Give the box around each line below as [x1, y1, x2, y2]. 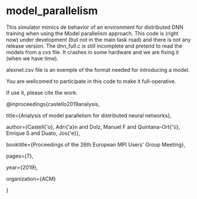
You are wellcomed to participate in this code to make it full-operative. [6, 78, 176, 85]
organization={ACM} [6, 175, 56, 182]
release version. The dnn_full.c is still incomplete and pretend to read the [6, 42, 182, 49]
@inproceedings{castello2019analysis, [6, 100, 100, 107]
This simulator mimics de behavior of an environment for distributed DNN [6, 24, 183, 31]
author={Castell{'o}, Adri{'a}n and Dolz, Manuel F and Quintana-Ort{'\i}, [6, 123, 181, 130]
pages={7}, [6, 152, 34, 160]
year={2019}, [6, 164, 38, 171]
